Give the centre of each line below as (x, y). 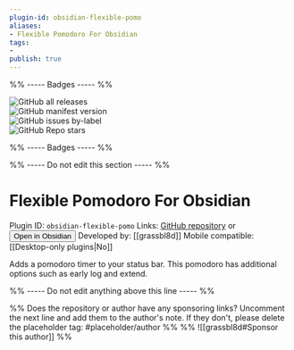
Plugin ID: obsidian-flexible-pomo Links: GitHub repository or (123, 225)
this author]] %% (41, 337)
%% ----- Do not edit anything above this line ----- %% (112, 290)
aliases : (25, 26)
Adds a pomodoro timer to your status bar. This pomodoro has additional (143, 263)
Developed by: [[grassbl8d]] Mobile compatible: (166, 235)
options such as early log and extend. (79, 273)
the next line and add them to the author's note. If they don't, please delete (147, 317)
